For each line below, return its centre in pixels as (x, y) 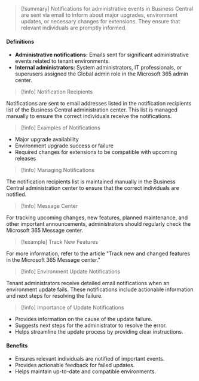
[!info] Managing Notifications (57, 170)
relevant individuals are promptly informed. (74, 28)
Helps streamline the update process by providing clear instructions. (99, 332)
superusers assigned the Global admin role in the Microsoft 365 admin (101, 74)
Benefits (17, 345)
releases (25, 159)
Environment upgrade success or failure (64, 146)
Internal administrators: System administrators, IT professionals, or (98, 68)
